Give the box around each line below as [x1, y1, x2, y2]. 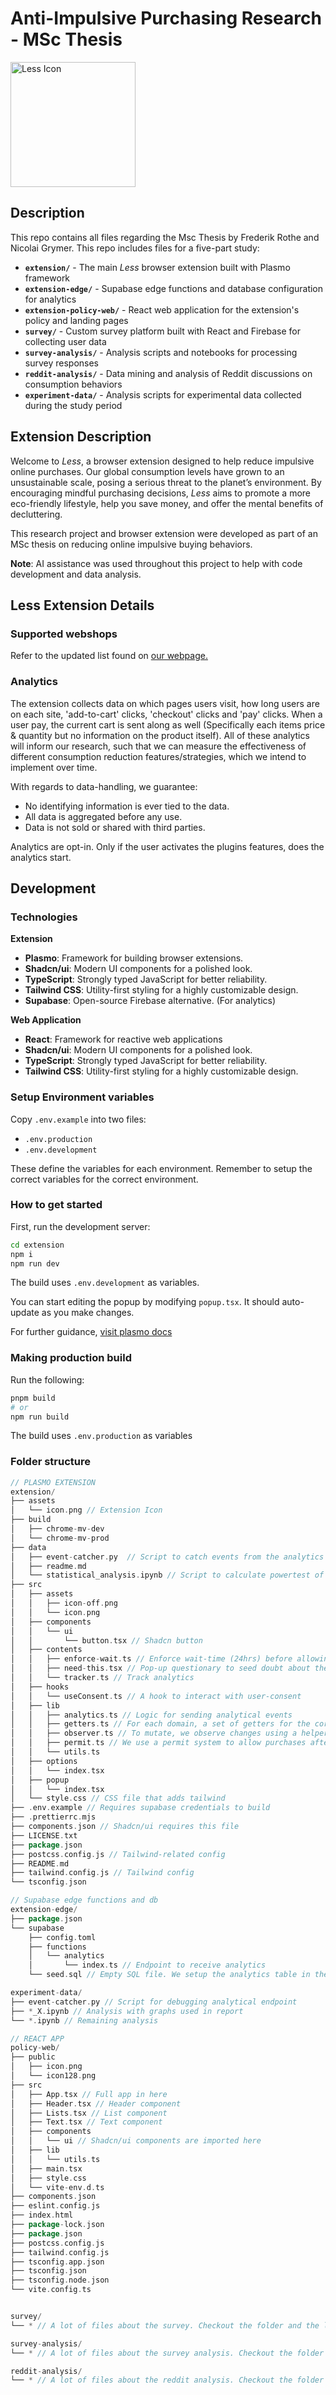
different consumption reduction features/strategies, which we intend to [10, 750, 307, 762]
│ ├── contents [10, 1645, 83, 1655]
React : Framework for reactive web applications [24, 1033, 223, 1046]
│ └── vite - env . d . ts [10, 2182, 105, 2192]
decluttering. [10, 508, 63, 520]
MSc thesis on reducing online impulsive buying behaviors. [10, 538, 253, 550]
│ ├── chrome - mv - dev [10, 1524, 105, 1534]
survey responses [24, 357, 100, 369]
